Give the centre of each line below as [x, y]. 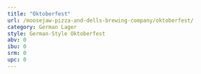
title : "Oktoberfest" [39, 14]
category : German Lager [42, 27]
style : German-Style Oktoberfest [56, 33]
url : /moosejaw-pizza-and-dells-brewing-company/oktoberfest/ [100, 20]
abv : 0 [17, 40]
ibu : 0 [17, 47]
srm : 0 [17, 54]
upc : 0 [17, 60]
